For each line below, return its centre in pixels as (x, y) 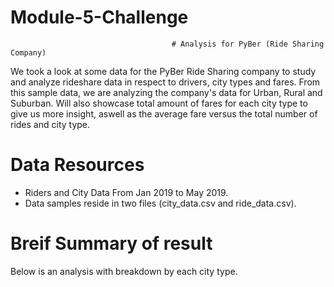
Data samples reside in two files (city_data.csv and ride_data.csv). (160, 203)
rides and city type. (50, 124)
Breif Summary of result (111, 243)
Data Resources (77, 165)
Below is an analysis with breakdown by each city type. (124, 271)
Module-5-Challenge (99, 17)
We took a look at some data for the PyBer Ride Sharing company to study (163, 71)
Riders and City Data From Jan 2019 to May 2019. (126, 192)
